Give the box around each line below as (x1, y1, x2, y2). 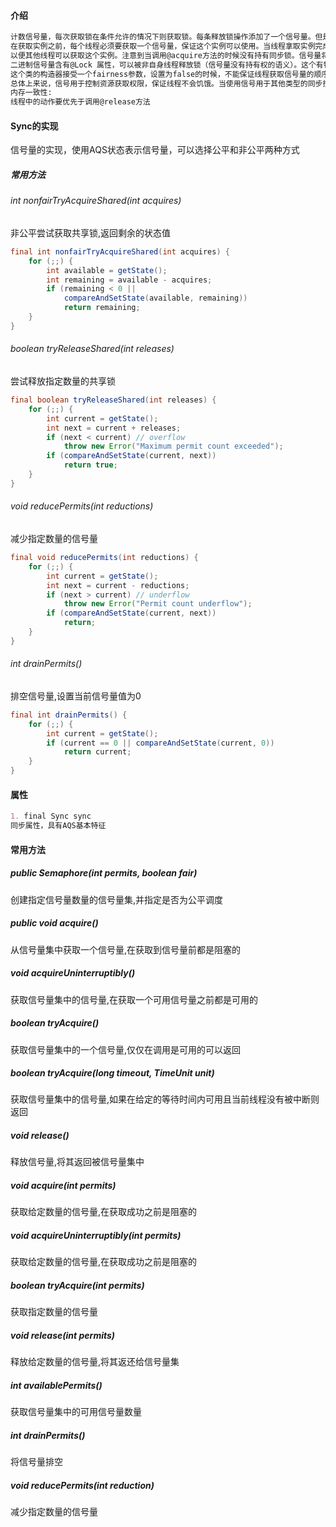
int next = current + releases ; (46, 423, 182, 433)
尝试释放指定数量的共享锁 (10, 375, 116, 387)
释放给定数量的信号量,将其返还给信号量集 (10, 1356, 180, 1368)
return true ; (63, 460, 118, 470)
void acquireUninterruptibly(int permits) (10, 1230, 182, 1242)
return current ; (63, 747, 132, 757)
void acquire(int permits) (10, 1180, 117, 1192)
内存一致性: (10, 88, 53, 98)
